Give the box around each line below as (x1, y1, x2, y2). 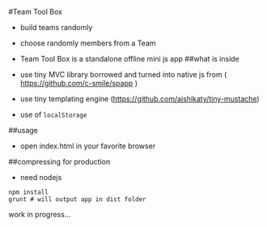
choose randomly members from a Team (19, 38, 156, 48)
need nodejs (19, 173, 62, 182)
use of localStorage (19, 109, 87, 119)
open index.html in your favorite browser (19, 141, 156, 151)
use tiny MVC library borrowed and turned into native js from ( (19, 70, 227, 79)
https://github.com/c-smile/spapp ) (19, 79, 138, 88)
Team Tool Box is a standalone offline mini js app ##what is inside (19, 54, 240, 63)
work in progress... (8, 210, 71, 219)
